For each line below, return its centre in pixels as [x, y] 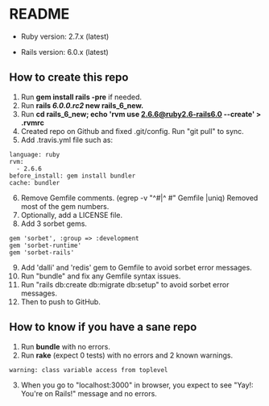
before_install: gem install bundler [72, 176]
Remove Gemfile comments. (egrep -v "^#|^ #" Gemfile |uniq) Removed [139, 198]
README [39, 14]
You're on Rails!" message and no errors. [89, 393]
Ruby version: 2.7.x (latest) [65, 36]
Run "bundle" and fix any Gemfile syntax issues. [101, 276]
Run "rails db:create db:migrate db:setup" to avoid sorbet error [125, 284]
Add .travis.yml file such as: [67, 140]
